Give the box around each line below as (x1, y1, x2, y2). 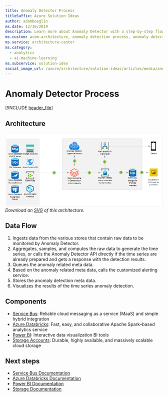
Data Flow (5, 221, 37, 230)
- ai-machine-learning (9, 55, 57, 60)
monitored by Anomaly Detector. (12, 240, 79, 246)
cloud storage (12, 342, 41, 348)
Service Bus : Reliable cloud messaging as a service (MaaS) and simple (12, 310, 158, 316)
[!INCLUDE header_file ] (5, 105, 53, 111)
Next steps (5, 357, 40, 365)
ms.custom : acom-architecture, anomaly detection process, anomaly (5, 34, 149, 39)
